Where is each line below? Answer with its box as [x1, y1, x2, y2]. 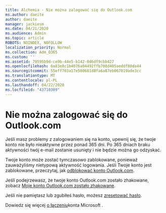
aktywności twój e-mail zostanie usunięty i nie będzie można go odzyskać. [5, 147, 161, 153]
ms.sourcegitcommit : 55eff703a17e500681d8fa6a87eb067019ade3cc [5, 69, 142, 74]
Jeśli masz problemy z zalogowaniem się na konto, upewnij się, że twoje [5, 136, 156, 142]
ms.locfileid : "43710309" [5, 87, 60, 92]
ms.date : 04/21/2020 [5, 26, 49, 31]
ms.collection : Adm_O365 [5, 49, 58, 55]
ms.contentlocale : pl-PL [5, 78, 58, 83]
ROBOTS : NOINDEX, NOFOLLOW [5, 40, 62, 45]
